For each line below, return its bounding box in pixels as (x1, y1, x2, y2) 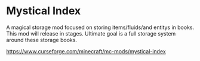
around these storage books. (6, 36, 78, 43)
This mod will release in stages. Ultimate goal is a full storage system (6, 30, 176, 37)
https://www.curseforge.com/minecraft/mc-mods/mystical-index (6, 47, 166, 54)
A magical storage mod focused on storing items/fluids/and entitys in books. (6, 24, 195, 31)
